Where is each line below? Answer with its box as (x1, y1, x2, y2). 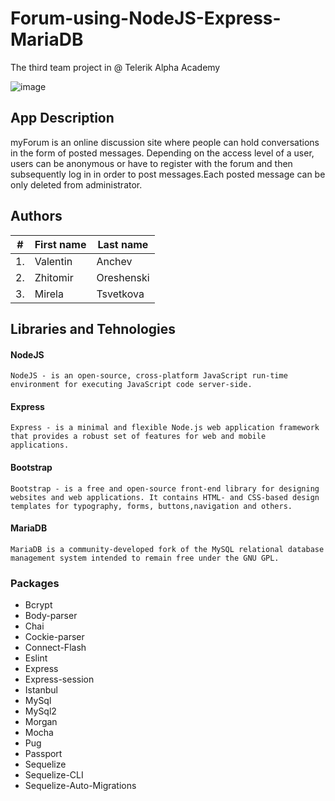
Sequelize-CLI (24, 769, 84, 781)
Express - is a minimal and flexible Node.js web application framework (10, 423, 320, 433)
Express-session (24, 673, 95, 686)
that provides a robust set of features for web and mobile (10, 432, 267, 442)
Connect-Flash (24, 642, 87, 654)
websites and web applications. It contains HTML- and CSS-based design (10, 492, 320, 502)
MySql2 (24, 705, 57, 717)
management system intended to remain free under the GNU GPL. (10, 553, 280, 563)
